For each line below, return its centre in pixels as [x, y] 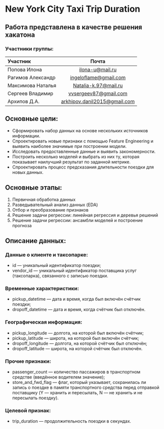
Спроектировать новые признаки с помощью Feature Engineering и [83, 141]
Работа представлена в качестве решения [74, 27]
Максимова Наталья [32, 85]
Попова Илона [25, 70]
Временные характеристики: [42, 288]
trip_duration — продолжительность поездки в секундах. [71, 421]
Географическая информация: [44, 322]
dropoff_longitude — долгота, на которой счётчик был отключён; [80, 343]
